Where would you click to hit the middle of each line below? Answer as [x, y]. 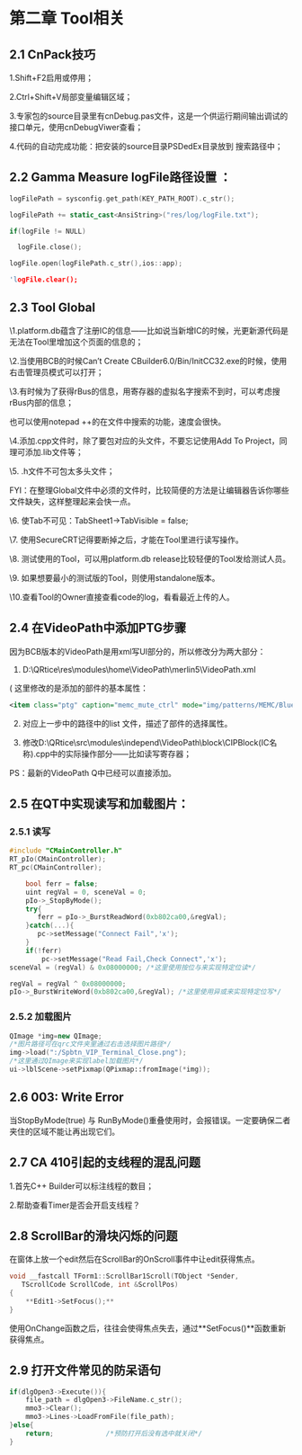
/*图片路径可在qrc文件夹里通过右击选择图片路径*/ [90, 1044]
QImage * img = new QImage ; [56, 1036]
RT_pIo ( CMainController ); [58, 860]
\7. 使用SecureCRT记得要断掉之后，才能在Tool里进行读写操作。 [127, 540]
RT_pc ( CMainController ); [56, 868]
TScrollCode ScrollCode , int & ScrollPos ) [100, 1285]
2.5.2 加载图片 [40, 1017]
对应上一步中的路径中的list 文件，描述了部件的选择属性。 [127, 723]
